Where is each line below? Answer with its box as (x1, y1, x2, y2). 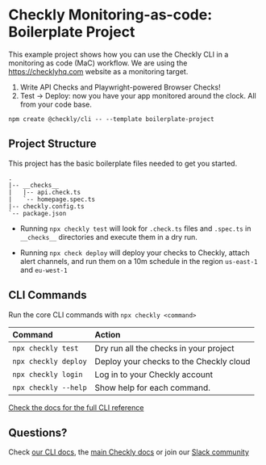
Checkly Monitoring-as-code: (8, 6, 213, 24)
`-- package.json (8, 209, 67, 217)
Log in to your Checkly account (94, 369, 214, 380)
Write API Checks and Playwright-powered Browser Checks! (19, 82, 221, 92)
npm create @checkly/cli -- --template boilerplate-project (8, 115, 215, 123)
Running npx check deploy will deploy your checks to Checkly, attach (19, 248, 250, 258)
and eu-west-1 (19, 265, 68, 274)
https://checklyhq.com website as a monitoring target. (8, 66, 189, 76)
